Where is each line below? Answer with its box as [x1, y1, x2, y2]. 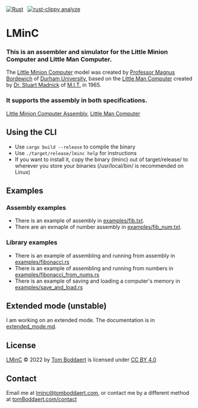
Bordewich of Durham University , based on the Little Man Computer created [6, 75, 193, 82]
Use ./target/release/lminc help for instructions [14, 149, 137, 156]
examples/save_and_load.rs [14, 283, 83, 290]
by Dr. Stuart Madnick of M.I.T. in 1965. [6, 81, 102, 89]
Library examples [6, 239, 58, 247]
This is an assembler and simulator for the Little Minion [6, 48, 168, 56]
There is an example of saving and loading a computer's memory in [14, 277, 180, 285]
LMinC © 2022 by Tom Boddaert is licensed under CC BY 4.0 [6, 356, 156, 363]
